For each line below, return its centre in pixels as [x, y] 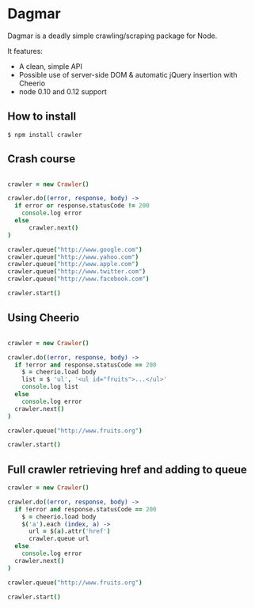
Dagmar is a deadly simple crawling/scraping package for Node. [112, 36]
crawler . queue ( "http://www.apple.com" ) [73, 264]
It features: [25, 51]
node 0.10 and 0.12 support [63, 91]
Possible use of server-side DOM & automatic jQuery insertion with [128, 74]
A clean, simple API [50, 66]
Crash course [42, 159]
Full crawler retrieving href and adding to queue [127, 469]
